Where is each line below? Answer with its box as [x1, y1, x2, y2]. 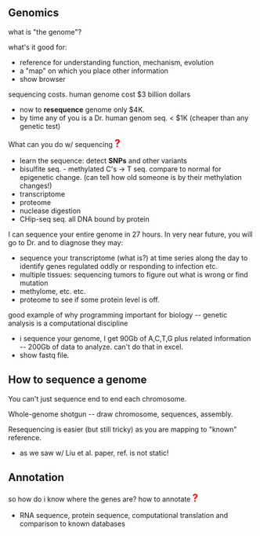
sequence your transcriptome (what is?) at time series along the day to [19, 253, 248, 262]
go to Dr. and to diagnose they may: [8, 237, 124, 247]
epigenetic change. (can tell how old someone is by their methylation [19, 172, 243, 182]
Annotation [8, 471, 65, 484]
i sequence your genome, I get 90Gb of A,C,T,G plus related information [19, 333, 251, 343]
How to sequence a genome [8, 373, 147, 387]
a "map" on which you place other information [19, 66, 168, 75]
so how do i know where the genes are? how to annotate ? [8, 491, 199, 505]
